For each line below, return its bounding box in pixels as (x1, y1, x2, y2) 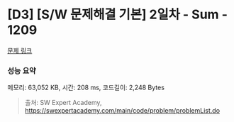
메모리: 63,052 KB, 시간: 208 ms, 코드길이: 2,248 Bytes (7, 83, 165, 92)
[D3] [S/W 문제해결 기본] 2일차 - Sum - (7, 6, 228, 23)
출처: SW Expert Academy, (24, 99, 102, 107)
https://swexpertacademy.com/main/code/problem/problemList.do (24, 106, 221, 115)
